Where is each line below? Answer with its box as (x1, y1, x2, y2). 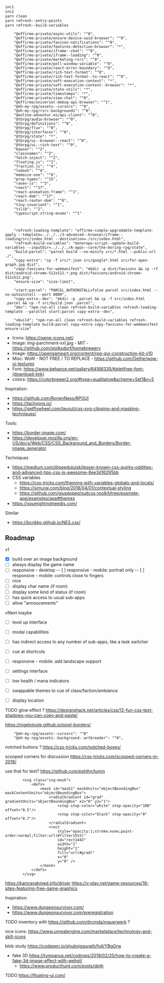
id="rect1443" (57, 837, 86, 842)
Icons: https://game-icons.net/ (12, 335, 74, 341)
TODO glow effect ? (5, 707, 45, 713)
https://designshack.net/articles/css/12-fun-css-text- (45, 707, 153, 713)
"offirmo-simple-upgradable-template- (75, 228, 154, 233)
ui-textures (12, 361, 35, 367)
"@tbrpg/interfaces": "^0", (14, 130, 71, 135)
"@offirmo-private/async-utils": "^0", (14, 32, 95, 37)
